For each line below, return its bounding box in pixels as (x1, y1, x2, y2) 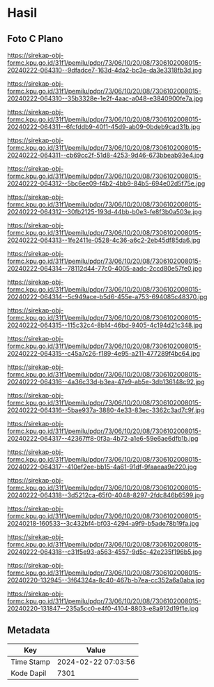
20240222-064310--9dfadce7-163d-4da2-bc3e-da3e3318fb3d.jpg (7, 66, 202, 74)
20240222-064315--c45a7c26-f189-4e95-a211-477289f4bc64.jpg (7, 349, 201, 357)
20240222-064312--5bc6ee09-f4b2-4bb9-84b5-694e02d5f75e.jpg (7, 179, 206, 188)
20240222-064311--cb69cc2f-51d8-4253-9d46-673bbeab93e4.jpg (7, 151, 204, 159)
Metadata (7, 624, 50, 636)
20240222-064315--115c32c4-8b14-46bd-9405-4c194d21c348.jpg (7, 321, 204, 329)
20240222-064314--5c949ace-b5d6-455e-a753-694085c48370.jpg (7, 293, 208, 301)
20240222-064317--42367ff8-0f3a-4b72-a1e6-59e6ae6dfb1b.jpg (7, 435, 199, 442)
